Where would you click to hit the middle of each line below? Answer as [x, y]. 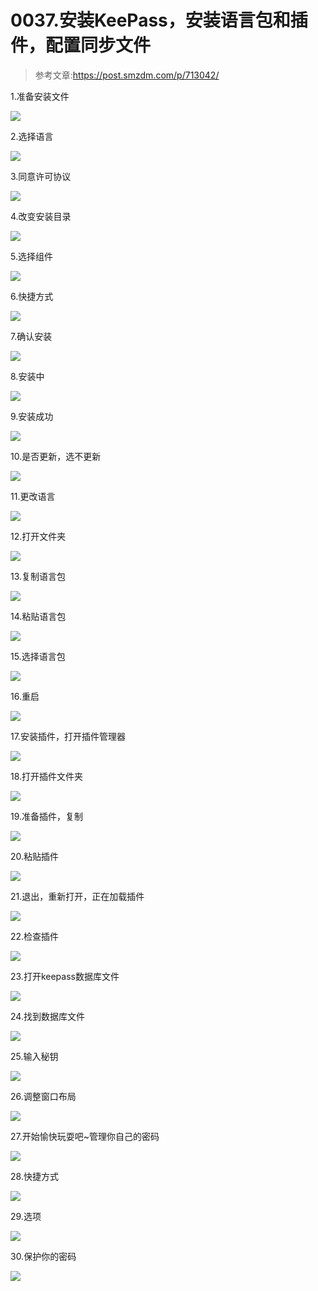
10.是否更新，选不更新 [56, 456]
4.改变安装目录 [41, 216]
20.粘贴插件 [35, 856]
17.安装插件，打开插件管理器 [68, 736]
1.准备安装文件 [40, 96]
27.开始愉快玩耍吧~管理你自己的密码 [85, 1136]
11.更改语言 [33, 496]
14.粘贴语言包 [38, 616]
